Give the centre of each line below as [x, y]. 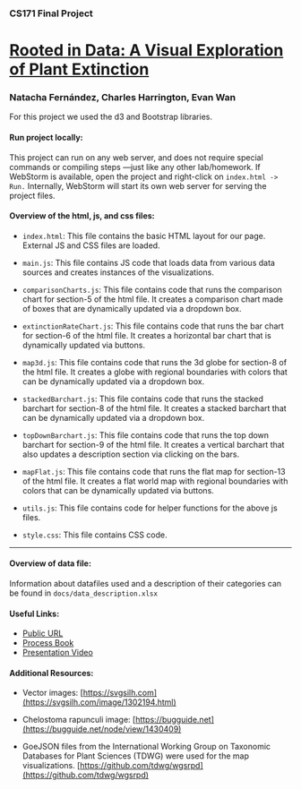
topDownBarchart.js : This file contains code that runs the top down [146, 435]
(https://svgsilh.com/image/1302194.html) [99, 702]
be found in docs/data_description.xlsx [84, 593]
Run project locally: [46, 137]
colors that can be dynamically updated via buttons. [118, 490]
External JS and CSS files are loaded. [91, 245]
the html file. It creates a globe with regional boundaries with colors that [155, 372]
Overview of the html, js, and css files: [82, 216]
